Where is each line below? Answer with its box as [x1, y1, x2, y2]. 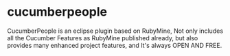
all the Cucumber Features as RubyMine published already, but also [7, 33, 198, 42]
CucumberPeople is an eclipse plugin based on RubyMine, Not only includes [7, 27, 224, 35]
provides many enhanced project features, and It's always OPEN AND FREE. [7, 41, 222, 49]
